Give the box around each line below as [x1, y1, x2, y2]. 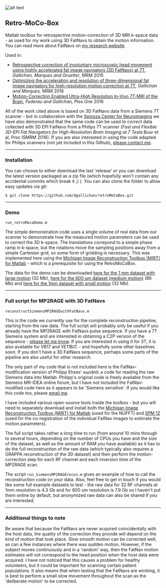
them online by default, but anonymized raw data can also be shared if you [5, 492, 158, 498]
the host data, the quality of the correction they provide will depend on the [5, 531, 157, 537]
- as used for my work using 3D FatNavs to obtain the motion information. [5, 37, 155, 43]
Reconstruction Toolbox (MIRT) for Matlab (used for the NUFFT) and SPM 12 [5, 410, 161, 416]
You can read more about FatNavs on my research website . [5, 42, 126, 48]
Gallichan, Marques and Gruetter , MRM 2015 [12, 72, 104, 78]
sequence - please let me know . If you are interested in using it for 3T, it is [5, 338, 156, 344]
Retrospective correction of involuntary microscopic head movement [12, 62, 153, 68]
